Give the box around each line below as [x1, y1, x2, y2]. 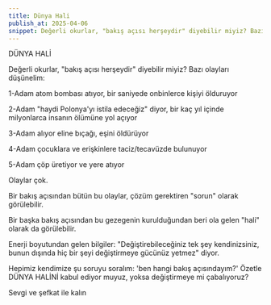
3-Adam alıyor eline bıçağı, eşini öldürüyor [8, 128, 149, 138]
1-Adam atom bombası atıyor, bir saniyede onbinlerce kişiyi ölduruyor [8, 89, 238, 98]
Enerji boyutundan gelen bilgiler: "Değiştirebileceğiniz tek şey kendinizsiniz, [8, 240, 260, 249]
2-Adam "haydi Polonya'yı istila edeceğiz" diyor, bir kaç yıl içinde [8, 104, 224, 114]
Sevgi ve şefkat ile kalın [8, 288, 87, 298]
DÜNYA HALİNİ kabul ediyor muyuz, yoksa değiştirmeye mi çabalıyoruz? [8, 272, 249, 282]
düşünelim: [8, 73, 46, 83]
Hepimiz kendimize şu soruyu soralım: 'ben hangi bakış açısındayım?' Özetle [8, 264, 262, 274]
